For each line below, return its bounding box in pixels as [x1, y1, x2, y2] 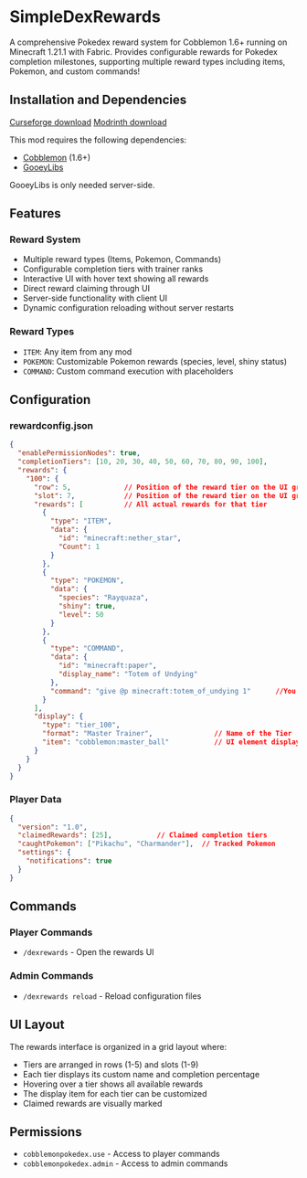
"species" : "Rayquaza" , [58, 593, 149, 602]
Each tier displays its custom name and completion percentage [22, 1068, 260, 1079]
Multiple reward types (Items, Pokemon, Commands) [22, 254, 222, 265]
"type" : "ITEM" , [49, 516, 112, 526]
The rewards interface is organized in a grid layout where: [9, 1041, 228, 1052]
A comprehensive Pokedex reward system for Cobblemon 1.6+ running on [9, 37, 288, 48]
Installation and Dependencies [9, 92, 187, 108]
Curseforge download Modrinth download [9, 116, 167, 127]
